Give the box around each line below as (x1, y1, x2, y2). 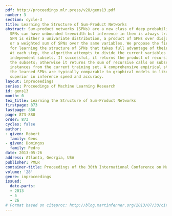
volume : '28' (5, 169, 33, 175)
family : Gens (10, 136, 38, 141)
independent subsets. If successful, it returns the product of (10, 55, 150, 60)
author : (5, 126, 22, 132)
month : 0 (5, 93, 24, 98)
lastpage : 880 (5, 107, 36, 113)
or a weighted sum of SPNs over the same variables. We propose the (10, 41, 159, 46)
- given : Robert (5, 131, 40, 136)
